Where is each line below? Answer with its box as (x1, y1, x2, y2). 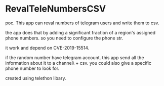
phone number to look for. (5, 65, 60, 71)
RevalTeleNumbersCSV (5, 3, 106, 15)
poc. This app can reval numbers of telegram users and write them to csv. (5, 20, 159, 26)
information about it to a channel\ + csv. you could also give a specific (5, 60, 152, 66)
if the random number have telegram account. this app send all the (5, 54, 144, 61)
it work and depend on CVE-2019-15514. (5, 45, 90, 51)
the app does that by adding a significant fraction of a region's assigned (5, 29, 156, 35)
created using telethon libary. (5, 75, 66, 81)
